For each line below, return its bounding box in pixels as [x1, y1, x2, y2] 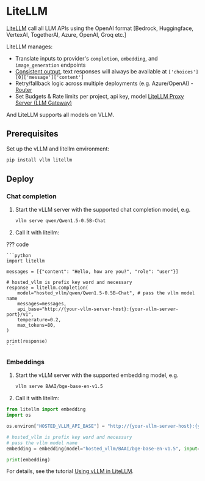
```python [6, 253, 32, 259]
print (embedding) [6, 457, 51, 463]
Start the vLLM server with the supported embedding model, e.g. [15, 371, 179, 379]
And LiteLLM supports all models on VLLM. [6, 111, 115, 118]
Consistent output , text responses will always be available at [15, 67, 167, 75]
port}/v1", [6, 311, 34, 318]
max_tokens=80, [17, 323, 56, 329]
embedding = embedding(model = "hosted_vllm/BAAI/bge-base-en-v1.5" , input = [6, 446, 201, 452]
